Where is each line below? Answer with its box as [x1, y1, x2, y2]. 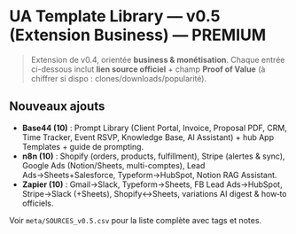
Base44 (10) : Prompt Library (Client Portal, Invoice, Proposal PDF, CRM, [21, 122, 288, 133]
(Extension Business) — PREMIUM [9, 25, 267, 45]
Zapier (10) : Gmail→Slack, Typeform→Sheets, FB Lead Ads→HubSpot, [21, 179, 283, 190]
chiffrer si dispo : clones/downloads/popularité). [30, 73, 206, 83]
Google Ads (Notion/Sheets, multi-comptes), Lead [21, 160, 206, 170]
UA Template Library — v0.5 [9, 6, 221, 27]
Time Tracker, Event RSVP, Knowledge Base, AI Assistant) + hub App [21, 131, 275, 143]
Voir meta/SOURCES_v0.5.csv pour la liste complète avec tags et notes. [9, 214, 262, 225]
